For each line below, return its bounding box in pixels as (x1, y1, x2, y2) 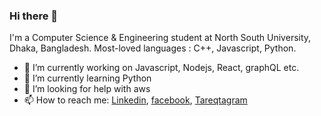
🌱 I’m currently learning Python (23, 72, 152, 84)
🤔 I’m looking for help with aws (23, 83, 151, 95)
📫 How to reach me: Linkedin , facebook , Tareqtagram (23, 94, 248, 106)
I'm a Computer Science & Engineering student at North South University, (9, 32, 312, 44)
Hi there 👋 (9, 9, 59, 23)
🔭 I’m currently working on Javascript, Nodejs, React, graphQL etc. (23, 62, 300, 74)
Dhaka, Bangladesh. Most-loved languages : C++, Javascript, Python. (9, 42, 297, 54)
